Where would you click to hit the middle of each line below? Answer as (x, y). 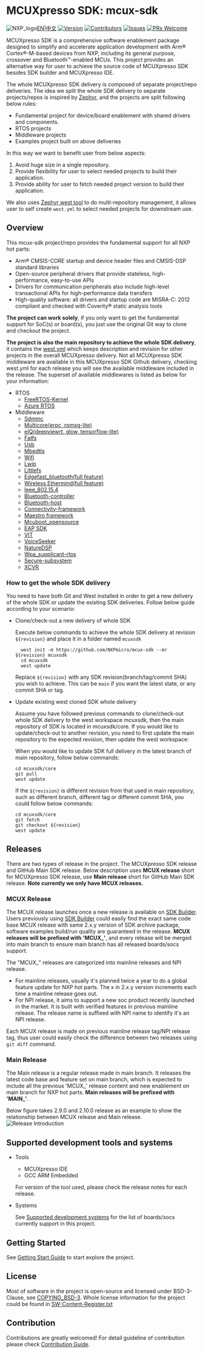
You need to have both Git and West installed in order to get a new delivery (100, 596)
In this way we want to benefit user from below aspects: (76, 153)
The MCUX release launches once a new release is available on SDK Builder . (102, 912)
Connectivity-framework (55, 509)
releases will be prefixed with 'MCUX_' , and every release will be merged (99, 938)
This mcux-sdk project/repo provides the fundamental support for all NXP (98, 242)
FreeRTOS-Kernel (46, 399)
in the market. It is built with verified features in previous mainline (96, 1007)
